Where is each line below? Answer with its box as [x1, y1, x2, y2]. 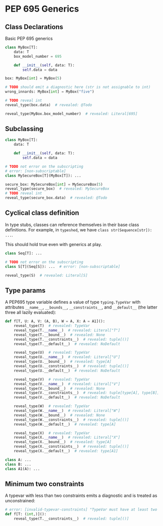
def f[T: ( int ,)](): [5, 512, 47, 517]
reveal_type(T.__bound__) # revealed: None [14, 332, 105, 337]
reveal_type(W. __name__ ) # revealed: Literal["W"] [14, 409, 120, 413]
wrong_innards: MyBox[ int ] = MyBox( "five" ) [5, 89, 95, 94]
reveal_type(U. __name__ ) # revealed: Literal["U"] [14, 355, 120, 360]
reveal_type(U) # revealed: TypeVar [14, 350, 90, 355]
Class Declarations [5, 23, 64, 31]
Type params [5, 286, 46, 295]
